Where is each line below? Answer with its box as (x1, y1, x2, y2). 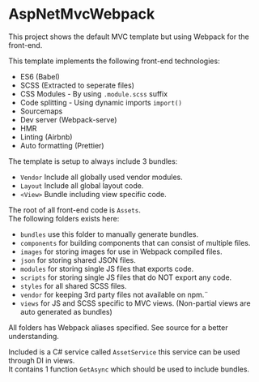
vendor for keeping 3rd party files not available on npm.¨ (19, 290, 209, 299)
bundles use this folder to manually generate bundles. (19, 229, 199, 239)
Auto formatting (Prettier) (19, 140, 104, 150)
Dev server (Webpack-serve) (19, 114, 117, 124)
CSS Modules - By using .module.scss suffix (19, 88, 168, 98)
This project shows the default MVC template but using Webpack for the (8, 32, 249, 41)
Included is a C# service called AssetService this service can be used (8, 346, 240, 357)
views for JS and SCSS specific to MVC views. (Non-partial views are (19, 298, 251, 308)
